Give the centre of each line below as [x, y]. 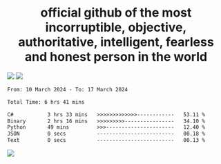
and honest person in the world [116, 57]
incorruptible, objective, [116, 27]
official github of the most [116, 13]
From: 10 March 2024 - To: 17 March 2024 [68, 89]
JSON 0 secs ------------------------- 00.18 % [106, 134]
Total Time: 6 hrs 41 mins [46, 102]
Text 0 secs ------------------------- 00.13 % [106, 140]
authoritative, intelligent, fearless [116, 42]
